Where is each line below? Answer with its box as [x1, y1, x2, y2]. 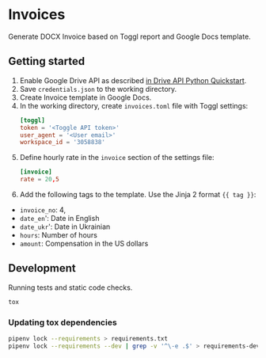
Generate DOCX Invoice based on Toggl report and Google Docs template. [8, 32, 251, 41]
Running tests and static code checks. [8, 283, 133, 292]
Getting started [8, 55, 85, 68]
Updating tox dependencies [8, 317, 117, 328]
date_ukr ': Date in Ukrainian [19, 222, 111, 231]
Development [8, 261, 77, 275]
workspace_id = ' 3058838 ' [19, 139, 105, 147]
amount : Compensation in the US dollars [19, 239, 149, 248]
